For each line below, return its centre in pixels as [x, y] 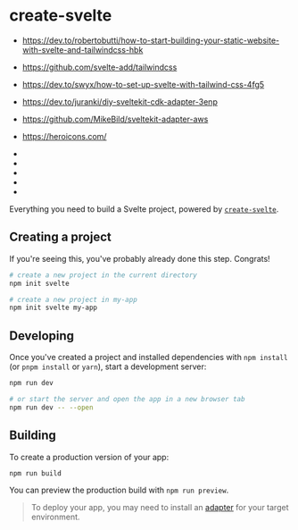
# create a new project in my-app [74, 299]
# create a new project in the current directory [103, 275]
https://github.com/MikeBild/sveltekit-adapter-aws [115, 119]
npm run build [36, 473]
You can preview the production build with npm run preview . [119, 490]
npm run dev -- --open [51, 408]
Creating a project [60, 237]
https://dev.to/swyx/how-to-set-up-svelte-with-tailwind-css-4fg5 [143, 84]
